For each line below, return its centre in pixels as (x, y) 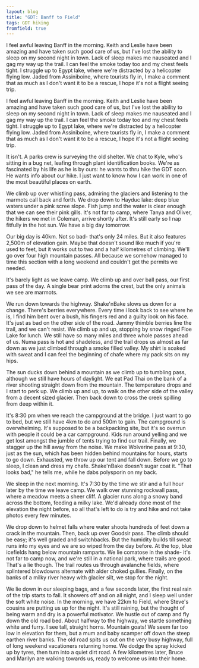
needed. (16, 268)
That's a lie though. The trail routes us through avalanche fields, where (93, 565)
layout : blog (22, 12)
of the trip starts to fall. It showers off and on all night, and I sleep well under (99, 595)
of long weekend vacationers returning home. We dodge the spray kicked (96, 646)
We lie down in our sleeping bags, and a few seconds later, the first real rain (99, 589)
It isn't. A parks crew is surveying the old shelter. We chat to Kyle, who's (94, 157)
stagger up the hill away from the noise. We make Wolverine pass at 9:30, (96, 447)
